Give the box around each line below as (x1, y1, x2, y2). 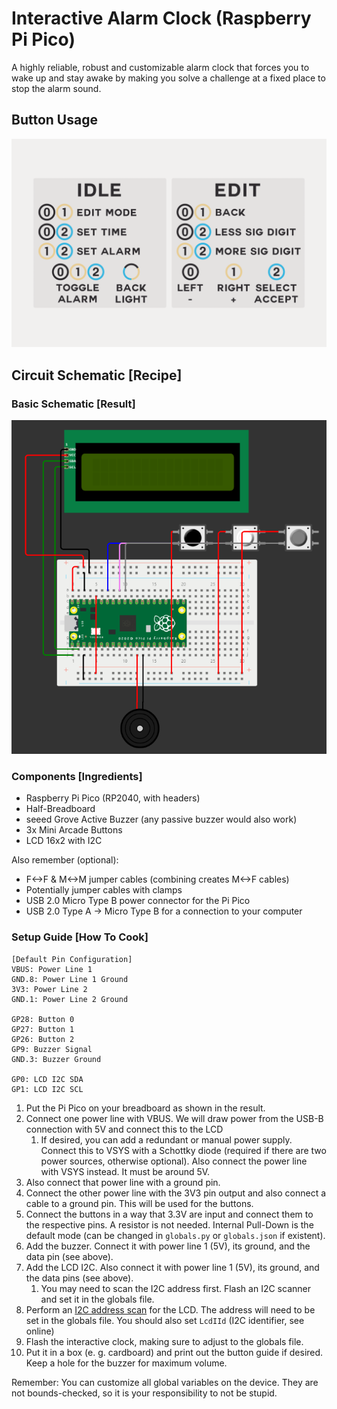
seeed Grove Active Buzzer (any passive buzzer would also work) (25, 813, 298, 826)
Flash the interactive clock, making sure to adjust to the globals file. (25, 1335, 304, 1347)
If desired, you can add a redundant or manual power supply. (40, 1133, 293, 1146)
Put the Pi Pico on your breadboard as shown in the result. (25, 1102, 266, 1114)
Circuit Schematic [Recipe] (11, 367, 183, 384)
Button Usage (11, 112, 98, 129)
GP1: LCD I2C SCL (11, 1084, 84, 1094)
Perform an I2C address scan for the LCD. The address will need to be (25, 1303, 316, 1316)
